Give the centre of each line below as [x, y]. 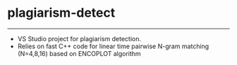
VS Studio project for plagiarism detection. [79, 38]
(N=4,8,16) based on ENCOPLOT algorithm [79, 53]
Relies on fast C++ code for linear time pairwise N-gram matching [113, 46]
